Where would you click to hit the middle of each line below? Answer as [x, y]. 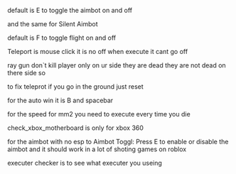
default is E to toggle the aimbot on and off [70, 10]
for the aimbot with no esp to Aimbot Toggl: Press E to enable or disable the [118, 142]
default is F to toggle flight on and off [61, 38]
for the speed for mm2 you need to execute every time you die [99, 114]
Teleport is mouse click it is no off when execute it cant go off [98, 51]
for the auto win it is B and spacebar [60, 100]
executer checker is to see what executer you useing [85, 163]
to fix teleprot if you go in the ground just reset [75, 87]
